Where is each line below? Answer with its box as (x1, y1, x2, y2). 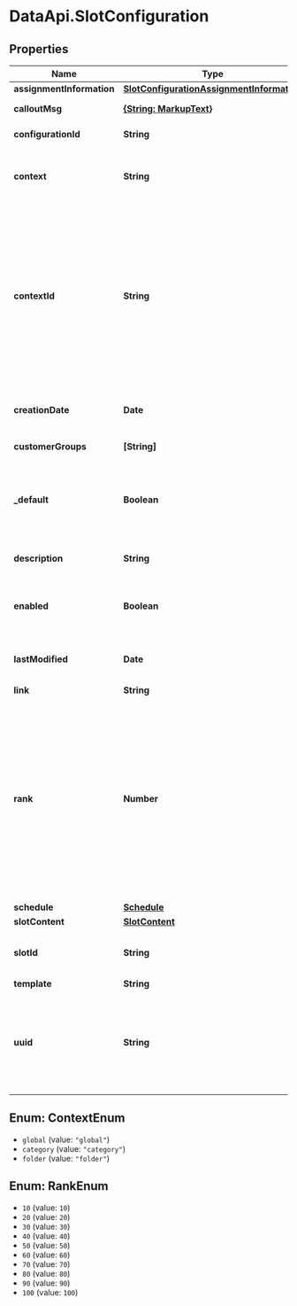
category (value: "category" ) (21, 1143, 126, 1154)
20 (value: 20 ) (21, 1211, 71, 1222)
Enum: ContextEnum (9, 1110, 126, 1126)
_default (13, 494, 49, 506)
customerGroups (13, 440, 87, 453)
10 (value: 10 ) (21, 1202, 71, 1213)
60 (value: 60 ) (21, 1249, 71, 1260)
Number (123, 793, 159, 805)
